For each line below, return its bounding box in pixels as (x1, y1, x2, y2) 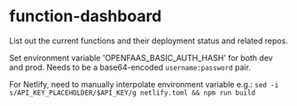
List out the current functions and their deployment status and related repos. (9, 35, 288, 46)
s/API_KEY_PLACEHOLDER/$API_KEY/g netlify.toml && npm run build (9, 88, 255, 97)
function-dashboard (9, 6, 162, 26)
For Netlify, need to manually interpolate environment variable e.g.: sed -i (9, 79, 279, 89)
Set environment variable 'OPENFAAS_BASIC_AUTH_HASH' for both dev (9, 52, 273, 63)
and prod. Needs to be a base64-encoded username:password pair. (9, 62, 251, 72)
